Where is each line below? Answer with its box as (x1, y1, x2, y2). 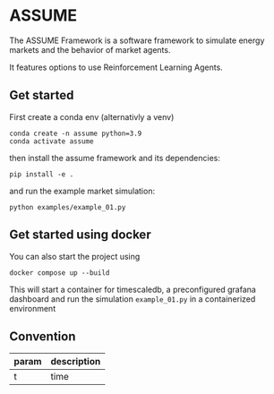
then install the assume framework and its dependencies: (9, 152, 221, 163)
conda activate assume (9, 136, 94, 146)
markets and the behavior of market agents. (9, 44, 171, 55)
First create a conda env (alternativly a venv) (9, 111, 175, 122)
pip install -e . (9, 169, 74, 179)
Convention (9, 329, 76, 344)
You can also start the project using (9, 251, 141, 261)
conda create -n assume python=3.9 (9, 129, 142, 138)
